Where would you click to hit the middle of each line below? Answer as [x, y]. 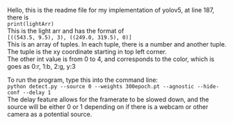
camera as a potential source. [50, 114]
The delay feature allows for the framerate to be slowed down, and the [108, 99]
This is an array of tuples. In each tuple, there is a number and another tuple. [117, 44]
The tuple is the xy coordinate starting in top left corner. [87, 52]
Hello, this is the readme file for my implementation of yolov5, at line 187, [111, 10]
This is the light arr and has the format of [66, 31]
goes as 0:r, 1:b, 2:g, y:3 [41, 66]
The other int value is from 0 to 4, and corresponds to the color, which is [111, 59]
